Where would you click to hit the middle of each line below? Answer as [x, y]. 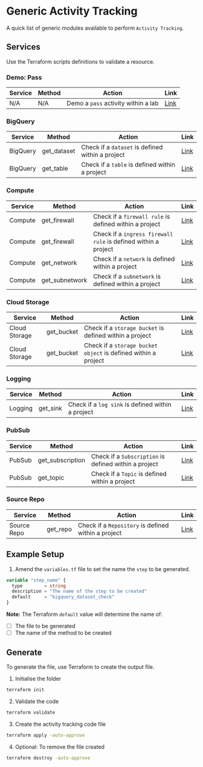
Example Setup [35, 554]
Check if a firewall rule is [132, 216]
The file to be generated [45, 626]
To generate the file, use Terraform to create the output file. [80, 667]
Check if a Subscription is [128, 456]
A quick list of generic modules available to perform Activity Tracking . [95, 28]
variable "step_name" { [36, 580]
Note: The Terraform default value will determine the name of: [85, 614]
